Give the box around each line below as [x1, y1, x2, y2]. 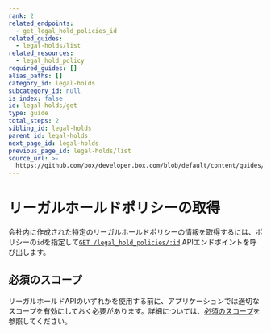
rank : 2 [8, 11, 35, 20]
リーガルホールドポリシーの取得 [8, 199, 221, 218]
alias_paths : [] [8, 72, 63, 80]
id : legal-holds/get [8, 102, 78, 110]
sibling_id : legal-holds [8, 124, 92, 132]
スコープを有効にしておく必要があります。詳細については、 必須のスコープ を [8, 306, 261, 315]
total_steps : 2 [8, 117, 60, 125]
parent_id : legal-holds [8, 131, 89, 139]
